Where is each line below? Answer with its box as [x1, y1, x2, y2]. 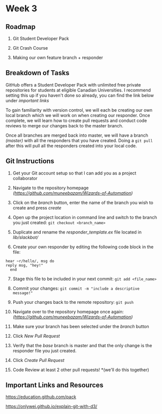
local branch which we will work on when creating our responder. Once [5, 112, 150, 118]
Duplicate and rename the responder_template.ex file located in [12, 229, 142, 235]
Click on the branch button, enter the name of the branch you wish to [12, 200, 154, 206]
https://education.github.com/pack [5, 394, 76, 400]
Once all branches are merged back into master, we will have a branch [5, 132, 148, 138]
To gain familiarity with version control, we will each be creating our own [5, 107, 153, 113]
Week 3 [5, 3, 37, 14]
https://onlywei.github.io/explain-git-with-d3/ [5, 404, 97, 410]
